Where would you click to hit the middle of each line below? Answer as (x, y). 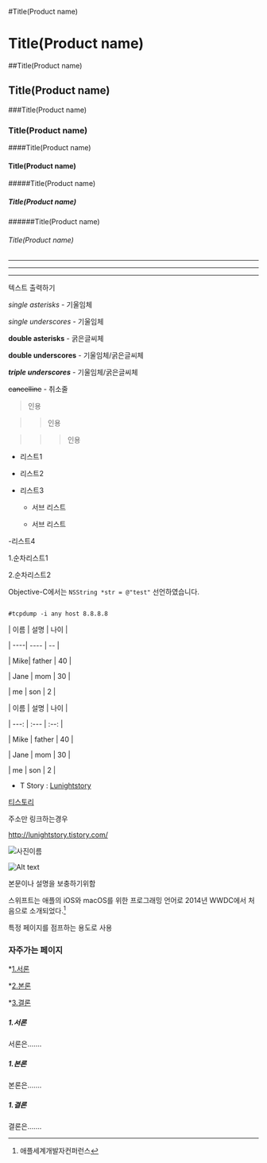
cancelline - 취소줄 (39, 390)
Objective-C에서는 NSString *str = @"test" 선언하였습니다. (104, 592)
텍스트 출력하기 (32, 288)
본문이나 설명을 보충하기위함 (52, 884)
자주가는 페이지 (36, 950)
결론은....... (25, 1126)
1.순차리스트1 (28, 558)
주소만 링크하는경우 (38, 819)
